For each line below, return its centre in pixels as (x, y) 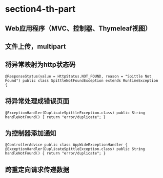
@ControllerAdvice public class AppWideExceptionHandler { (66, 145)
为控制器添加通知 (31, 133)
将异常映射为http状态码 (40, 65)
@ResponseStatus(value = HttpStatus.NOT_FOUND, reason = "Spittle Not (78, 76)
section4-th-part (40, 9)
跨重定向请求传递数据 (37, 169)
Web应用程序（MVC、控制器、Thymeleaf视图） (78, 28)
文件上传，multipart (35, 46)
